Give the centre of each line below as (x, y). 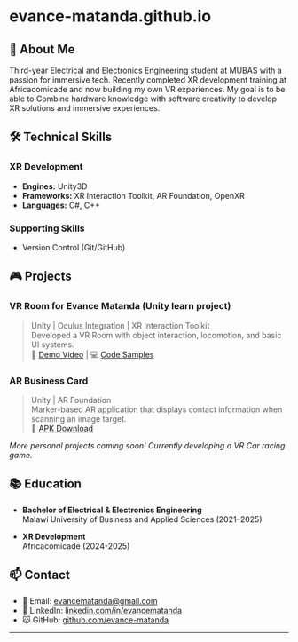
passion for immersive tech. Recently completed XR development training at (148, 80)
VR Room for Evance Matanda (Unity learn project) (120, 306)
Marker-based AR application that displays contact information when (157, 409)
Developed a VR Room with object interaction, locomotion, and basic (156, 335)
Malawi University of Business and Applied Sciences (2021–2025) (142, 519)
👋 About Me (42, 49)
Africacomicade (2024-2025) (76, 546)
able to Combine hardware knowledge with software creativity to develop (143, 99)
